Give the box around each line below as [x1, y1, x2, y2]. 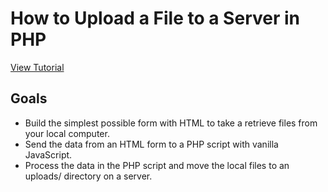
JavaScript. [24, 148, 73, 161]
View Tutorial [10, 61, 65, 73]
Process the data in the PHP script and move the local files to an [24, 159, 290, 171]
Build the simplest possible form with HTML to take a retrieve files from [24, 117, 318, 129]
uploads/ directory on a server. [24, 170, 153, 182]
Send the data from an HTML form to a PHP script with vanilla [24, 138, 279, 150]
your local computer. [24, 127, 110, 139]
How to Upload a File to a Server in [10, 7, 300, 30]
